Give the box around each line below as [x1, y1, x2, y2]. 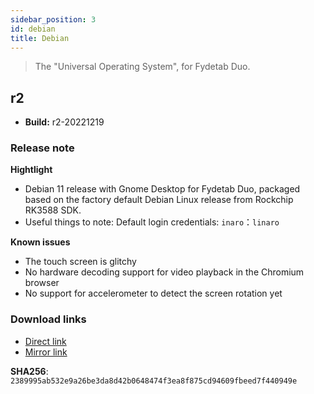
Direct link [24, 335, 67, 347]
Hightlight [10, 164, 53, 176]
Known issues [10, 236, 71, 248]
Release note [10, 141, 75, 155]
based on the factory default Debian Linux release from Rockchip [24, 194, 294, 206]
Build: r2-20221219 [24, 116, 105, 128]
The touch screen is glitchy [24, 256, 137, 268]
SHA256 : [10, 365, 49, 377]
